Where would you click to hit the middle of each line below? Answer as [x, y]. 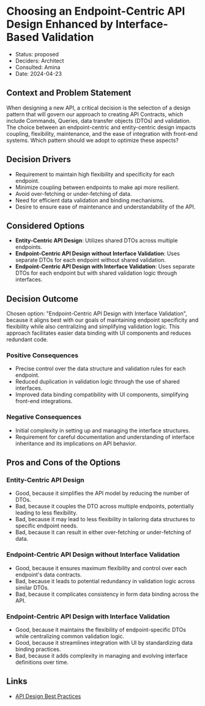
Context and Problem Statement [69, 93]
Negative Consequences [44, 417]
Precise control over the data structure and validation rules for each [100, 369]
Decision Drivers [39, 159]
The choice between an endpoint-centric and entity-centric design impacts [101, 127]
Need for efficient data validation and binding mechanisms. [90, 200]
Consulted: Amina [38, 67]
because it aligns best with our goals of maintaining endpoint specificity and [102, 320]
